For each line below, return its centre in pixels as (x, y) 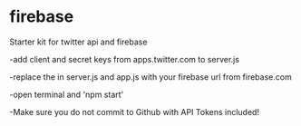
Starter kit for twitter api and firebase (78, 42)
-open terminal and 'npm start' (67, 94)
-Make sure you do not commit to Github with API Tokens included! (135, 111)
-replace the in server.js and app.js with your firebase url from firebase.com (150, 77)
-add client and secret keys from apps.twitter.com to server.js (125, 59)
